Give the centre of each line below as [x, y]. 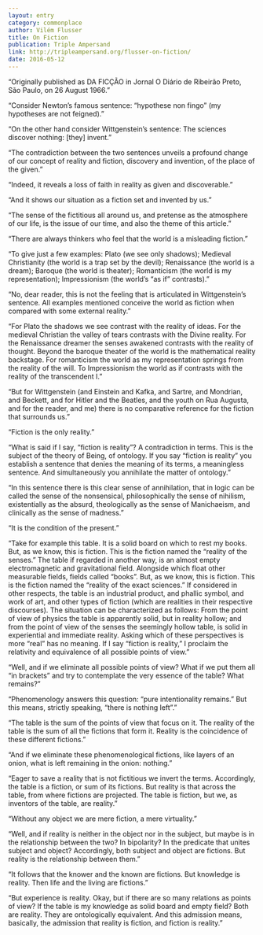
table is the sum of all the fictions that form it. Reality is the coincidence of [128, 731]
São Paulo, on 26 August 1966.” [59, 90]
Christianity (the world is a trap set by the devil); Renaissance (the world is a [131, 262]
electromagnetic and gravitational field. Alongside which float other [117, 568]
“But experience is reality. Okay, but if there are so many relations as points [130, 897]
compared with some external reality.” [69, 311]
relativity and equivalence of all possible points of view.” [99, 652]
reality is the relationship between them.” [74, 859]
